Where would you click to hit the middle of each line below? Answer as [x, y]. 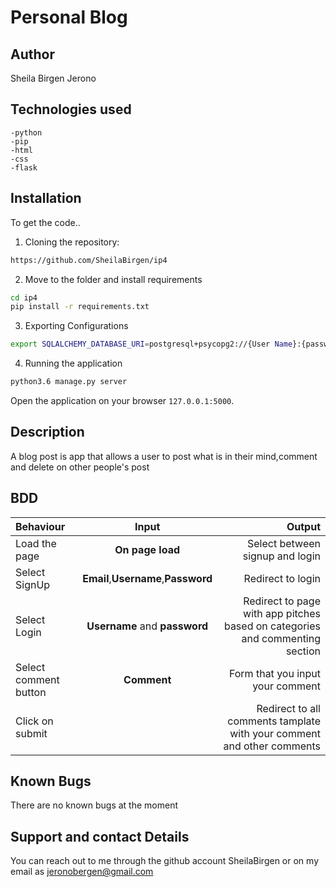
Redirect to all [288, 708]
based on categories [272, 626]
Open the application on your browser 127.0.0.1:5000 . [122, 400]
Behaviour [40, 526]
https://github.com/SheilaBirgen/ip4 [89, 260]
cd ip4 [24, 297]
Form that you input [274, 673]
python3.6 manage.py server [69, 382]
